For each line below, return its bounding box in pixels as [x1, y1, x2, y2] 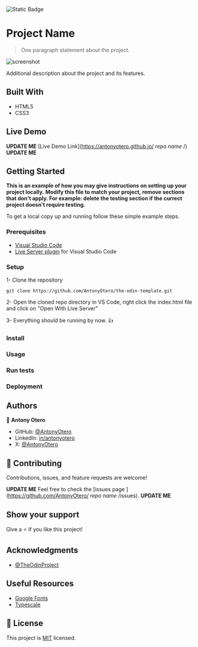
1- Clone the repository [6, 276, 63, 283]
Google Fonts [14, 594, 48, 601]
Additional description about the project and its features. [6, 69, 145, 77]
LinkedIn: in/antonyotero [14, 434, 75, 442]
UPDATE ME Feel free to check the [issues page [6, 486, 125, 493]
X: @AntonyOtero [14, 441, 59, 448]
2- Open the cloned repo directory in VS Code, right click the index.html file [6, 298, 193, 306]
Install [6, 334, 25, 342]
